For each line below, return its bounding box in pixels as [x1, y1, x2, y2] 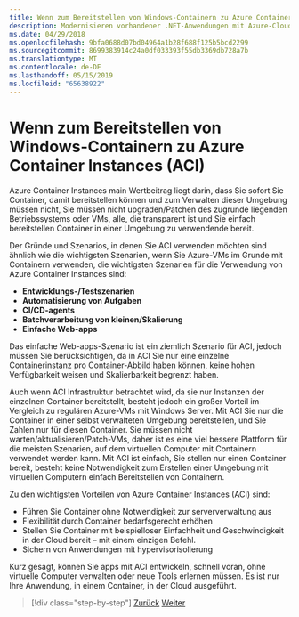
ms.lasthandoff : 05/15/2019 [9, 71, 114, 80]
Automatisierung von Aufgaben [21, 295, 142, 305]
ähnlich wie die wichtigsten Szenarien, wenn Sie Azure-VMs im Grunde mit [9, 249, 283, 260]
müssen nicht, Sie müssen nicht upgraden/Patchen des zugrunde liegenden [9, 204, 287, 215]
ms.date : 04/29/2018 [9, 29, 86, 38]
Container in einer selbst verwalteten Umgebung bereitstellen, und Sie [9, 415, 267, 426]
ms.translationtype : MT [9, 54, 98, 63]
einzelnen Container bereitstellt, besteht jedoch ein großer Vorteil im [9, 395, 260, 406]
